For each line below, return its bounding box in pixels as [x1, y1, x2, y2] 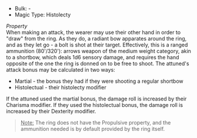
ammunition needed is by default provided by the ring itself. [20, 126, 165, 132]
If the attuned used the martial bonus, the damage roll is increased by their [6, 95, 187, 102]
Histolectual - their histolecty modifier [14, 84, 107, 90]
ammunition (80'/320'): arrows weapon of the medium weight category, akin [6, 48, 191, 55]
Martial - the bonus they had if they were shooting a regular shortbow [14, 78, 183, 85]
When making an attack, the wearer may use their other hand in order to [6, 29, 181, 36]
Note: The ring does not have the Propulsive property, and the [20, 119, 171, 126]
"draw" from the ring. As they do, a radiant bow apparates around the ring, [6, 35, 187, 42]
